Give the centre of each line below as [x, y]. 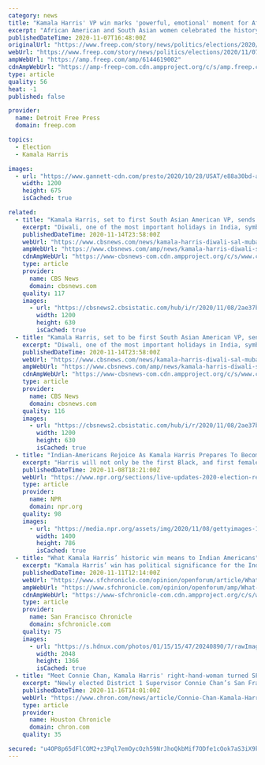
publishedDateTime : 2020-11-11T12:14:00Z [91, 573]
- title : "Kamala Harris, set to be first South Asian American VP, [130, 337]
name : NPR [45, 499]
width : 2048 [56, 653]
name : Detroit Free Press [58, 118]
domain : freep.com [46, 126]
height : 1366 [58, 661]
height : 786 [56, 543]
